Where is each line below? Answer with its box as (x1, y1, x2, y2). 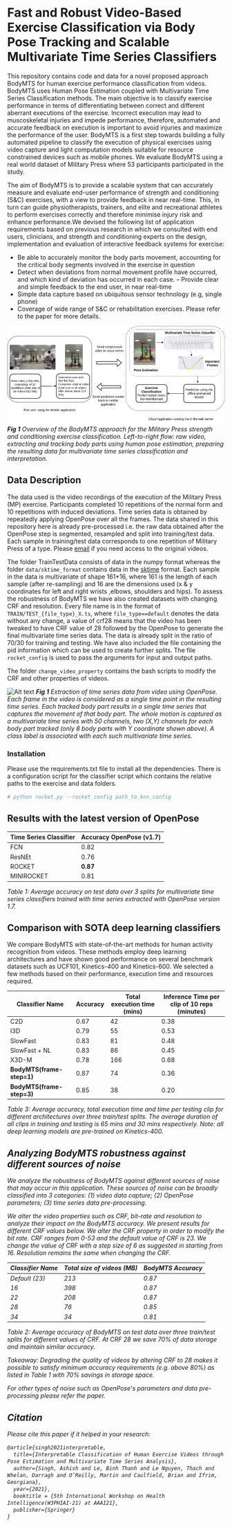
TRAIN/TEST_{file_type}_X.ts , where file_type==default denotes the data (7, 609, 220, 617)
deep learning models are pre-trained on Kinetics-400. (7, 1127, 164, 1136)
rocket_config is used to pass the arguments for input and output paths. (7, 653, 213, 662)
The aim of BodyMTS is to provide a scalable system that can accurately (7, 181, 213, 189)
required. (7, 977, 33, 986)
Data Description (7, 474, 81, 486)
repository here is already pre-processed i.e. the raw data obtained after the (7, 522, 224, 530)
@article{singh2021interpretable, (7, 1445, 107, 1452)
